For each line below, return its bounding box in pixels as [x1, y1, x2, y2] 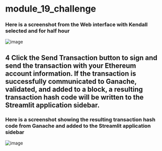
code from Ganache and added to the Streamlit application [5, 122, 151, 129]
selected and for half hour [5, 27, 70, 34]
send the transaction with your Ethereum [5, 61, 136, 70]
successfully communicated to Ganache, [5, 77, 137, 86]
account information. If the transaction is [5, 69, 136, 78]
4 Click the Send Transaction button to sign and [5, 54, 157, 62]
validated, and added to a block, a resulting [5, 85, 143, 93]
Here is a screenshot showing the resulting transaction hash [5, 116, 156, 123]
